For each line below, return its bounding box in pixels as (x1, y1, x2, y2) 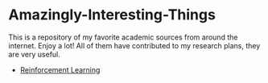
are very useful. (8, 49, 60, 59)
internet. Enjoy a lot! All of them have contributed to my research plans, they (8, 40, 261, 50)
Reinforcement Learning (19, 64, 101, 74)
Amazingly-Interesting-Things (8, 6, 216, 24)
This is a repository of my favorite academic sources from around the (8, 32, 238, 42)
